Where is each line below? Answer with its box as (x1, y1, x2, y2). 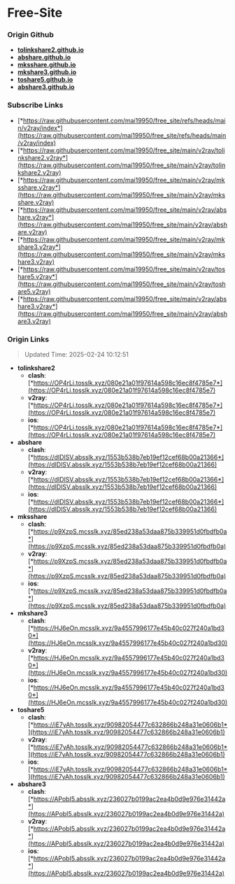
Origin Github (7, 30, 55, 40)
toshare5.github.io (17, 76, 73, 84)
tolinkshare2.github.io (17, 45, 84, 54)
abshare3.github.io (17, 83, 75, 92)
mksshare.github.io (17, 61, 76, 69)
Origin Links (7, 334, 50, 344)
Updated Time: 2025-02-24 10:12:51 (24, 350, 129, 359)
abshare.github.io (17, 53, 71, 62)
